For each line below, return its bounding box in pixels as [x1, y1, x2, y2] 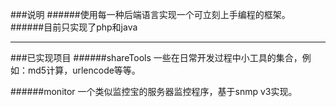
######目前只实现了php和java [10, 21, 138, 33]
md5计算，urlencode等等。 [27, 64, 141, 76]
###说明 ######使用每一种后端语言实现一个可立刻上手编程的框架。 [10, 9, 291, 20]
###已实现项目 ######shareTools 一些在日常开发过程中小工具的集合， [10, 52, 303, 63]
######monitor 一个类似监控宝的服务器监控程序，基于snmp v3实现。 [10, 86, 298, 97]
